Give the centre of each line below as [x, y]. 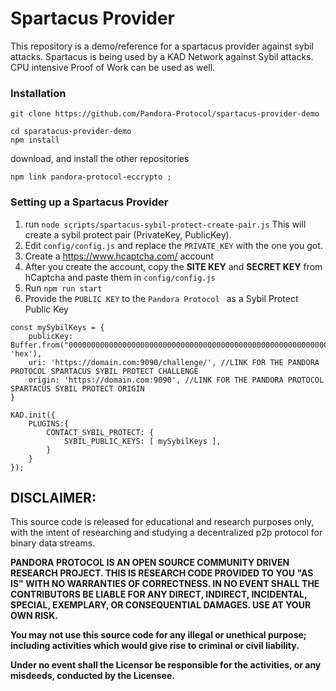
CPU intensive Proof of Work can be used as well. [113, 67]
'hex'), [26, 353]
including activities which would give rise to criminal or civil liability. [155, 646]
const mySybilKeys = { [57, 327]
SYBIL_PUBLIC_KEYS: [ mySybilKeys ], [142, 441]
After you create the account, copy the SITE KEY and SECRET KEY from [173, 266]
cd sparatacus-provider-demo [71, 132]
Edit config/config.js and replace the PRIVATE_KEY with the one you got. [173, 245]
